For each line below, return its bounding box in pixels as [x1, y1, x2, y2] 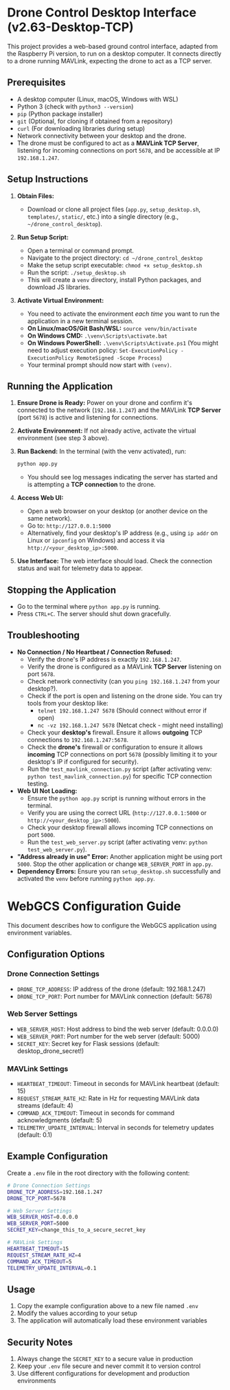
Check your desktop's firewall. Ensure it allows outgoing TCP [27, 728, 203, 737]
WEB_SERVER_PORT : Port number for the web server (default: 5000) [16, 1032, 200, 1040]
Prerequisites [7, 77, 66, 89]
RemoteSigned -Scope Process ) [76, 353, 163, 362]
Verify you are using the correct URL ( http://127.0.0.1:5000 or [27, 808, 207, 816]
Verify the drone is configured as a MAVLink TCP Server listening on [27, 662, 222, 671]
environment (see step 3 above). [16, 434, 110, 442]
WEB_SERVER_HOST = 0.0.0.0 [7, 1214, 78, 1221]
